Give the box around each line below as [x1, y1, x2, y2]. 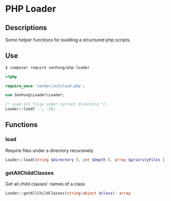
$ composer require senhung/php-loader [5, 65, 90, 70]
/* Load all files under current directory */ [5, 102, 106, 107]
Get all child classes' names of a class [5, 181, 85, 187]
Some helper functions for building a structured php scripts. [5, 37, 131, 43]
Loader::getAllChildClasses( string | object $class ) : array [5, 190, 131, 196]
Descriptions [5, 23, 47, 32]
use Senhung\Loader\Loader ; [5, 93, 65, 98]
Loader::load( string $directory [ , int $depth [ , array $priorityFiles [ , [5, 157, 167, 162]
